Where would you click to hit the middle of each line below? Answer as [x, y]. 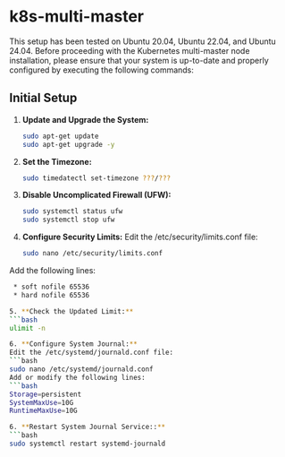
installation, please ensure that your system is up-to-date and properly [139, 60]
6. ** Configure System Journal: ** [74, 344]
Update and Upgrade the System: [85, 119]
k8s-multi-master [77, 17]
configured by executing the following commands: [102, 70]
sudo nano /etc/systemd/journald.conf [81, 369]
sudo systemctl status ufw [72, 211]
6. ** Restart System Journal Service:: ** [88, 427]
